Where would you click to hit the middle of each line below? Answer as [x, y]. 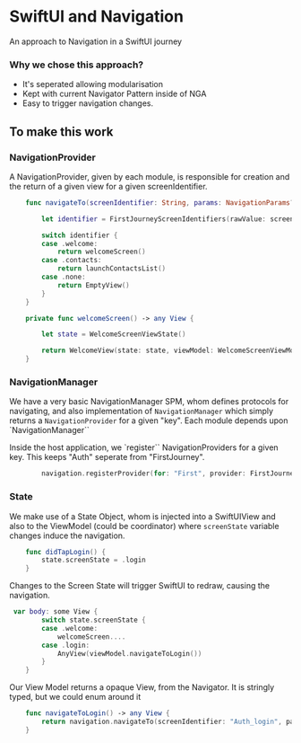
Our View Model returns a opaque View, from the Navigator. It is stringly [142, 687]
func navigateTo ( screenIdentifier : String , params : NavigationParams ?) [162, 203]
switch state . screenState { [94, 620]
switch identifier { [80, 235]
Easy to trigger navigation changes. [88, 103]
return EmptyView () [93, 285]
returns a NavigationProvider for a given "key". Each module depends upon [149, 420]
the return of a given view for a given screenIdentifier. [108, 186]
